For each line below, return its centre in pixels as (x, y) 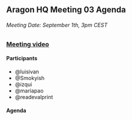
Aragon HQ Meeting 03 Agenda (66, 10)
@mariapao (29, 90)
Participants (22, 59)
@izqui (23, 84)
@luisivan (27, 72)
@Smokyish (30, 78)
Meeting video (28, 44)
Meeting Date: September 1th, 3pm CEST (57, 25)
